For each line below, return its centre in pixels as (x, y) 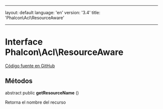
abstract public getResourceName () (42, 92)
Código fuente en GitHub (30, 66)
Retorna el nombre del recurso (36, 102)
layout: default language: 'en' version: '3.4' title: (53, 12)
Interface (24, 42)
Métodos (19, 81)
